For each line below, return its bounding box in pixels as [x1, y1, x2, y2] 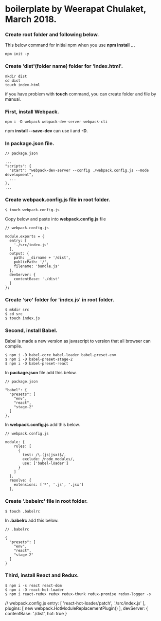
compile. [5, 343, 23, 349]
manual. [5, 96, 21, 102]
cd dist [5, 78, 21, 83]
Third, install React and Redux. [5, 572, 79, 579]
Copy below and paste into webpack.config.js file [5, 216, 106, 222]
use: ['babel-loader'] [22, 461, 69, 466]
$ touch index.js [5, 315, 40, 321]
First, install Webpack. [5, 108, 59, 115]
